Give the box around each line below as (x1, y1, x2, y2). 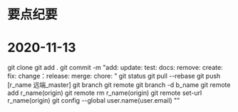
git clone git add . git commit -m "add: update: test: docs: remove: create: (7, 63, 223, 72)
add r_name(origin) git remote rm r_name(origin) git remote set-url (7, 88, 202, 97)
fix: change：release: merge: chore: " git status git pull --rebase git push (7, 72, 221, 81)
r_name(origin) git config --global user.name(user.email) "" (7, 96, 180, 105)
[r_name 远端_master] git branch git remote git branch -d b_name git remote (7, 81, 231, 89)
